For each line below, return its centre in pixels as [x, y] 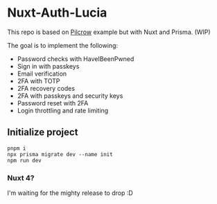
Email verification [42, 74]
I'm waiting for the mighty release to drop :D [70, 193]
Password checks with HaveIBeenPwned [76, 59]
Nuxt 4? [21, 178]
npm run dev [24, 160]
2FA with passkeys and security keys [70, 96]
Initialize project [43, 132]
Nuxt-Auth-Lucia [57, 13]
